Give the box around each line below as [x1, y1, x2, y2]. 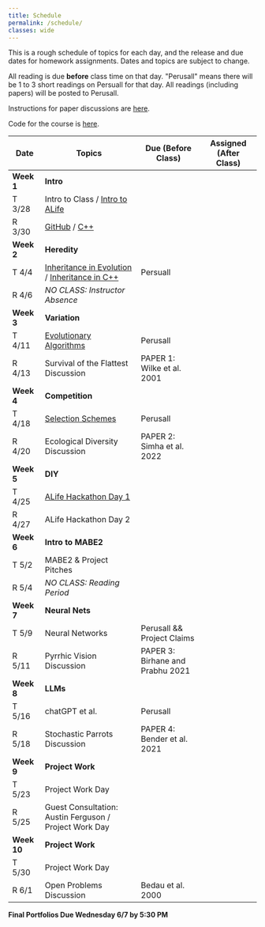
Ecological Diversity [44, 436, 118, 447]
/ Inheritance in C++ [44, 272, 119, 283]
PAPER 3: [140, 645, 176, 656]
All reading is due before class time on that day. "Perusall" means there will [8, 72, 253, 81]
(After [216, 148, 241, 159]
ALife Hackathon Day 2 [44, 514, 131, 525]
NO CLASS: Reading [44, 577, 120, 588]
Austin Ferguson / [44, 812, 110, 823]
